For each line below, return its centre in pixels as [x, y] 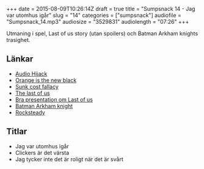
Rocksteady [30, 112]
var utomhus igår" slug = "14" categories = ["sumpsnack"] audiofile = [94, 15]
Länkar [20, 59]
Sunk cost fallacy [37, 86]
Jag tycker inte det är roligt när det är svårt [69, 159]
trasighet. [18, 40]
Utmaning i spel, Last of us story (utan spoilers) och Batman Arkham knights [102, 33]
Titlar [17, 132]
